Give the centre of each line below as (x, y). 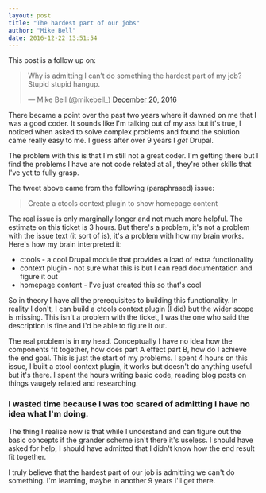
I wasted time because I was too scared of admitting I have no (129, 404)
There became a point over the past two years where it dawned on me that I (132, 115)
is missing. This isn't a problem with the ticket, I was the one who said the (129, 317)
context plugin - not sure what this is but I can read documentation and (136, 268)
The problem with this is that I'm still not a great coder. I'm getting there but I (133, 156)
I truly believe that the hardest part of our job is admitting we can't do (121, 472)
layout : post (30, 16)
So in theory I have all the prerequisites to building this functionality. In (123, 301)
